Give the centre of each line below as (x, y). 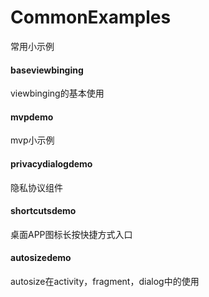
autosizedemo (41, 258)
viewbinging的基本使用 (57, 93)
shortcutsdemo (43, 211)
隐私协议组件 (36, 187)
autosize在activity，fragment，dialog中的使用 (105, 281)
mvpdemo (32, 117)
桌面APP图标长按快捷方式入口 (71, 234)
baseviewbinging (47, 70)
